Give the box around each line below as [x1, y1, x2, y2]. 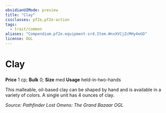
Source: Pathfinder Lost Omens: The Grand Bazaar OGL [5, 102, 124, 108]
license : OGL [5, 36, 33, 42]
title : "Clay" [5, 12, 36, 17]
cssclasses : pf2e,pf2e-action [5, 17, 70, 22]
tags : [5, 22, 17, 27]
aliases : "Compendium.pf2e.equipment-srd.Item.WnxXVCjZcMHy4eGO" [5, 31, 147, 36]
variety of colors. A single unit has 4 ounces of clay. [5, 92, 115, 98]
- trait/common [10, 27, 42, 32]
